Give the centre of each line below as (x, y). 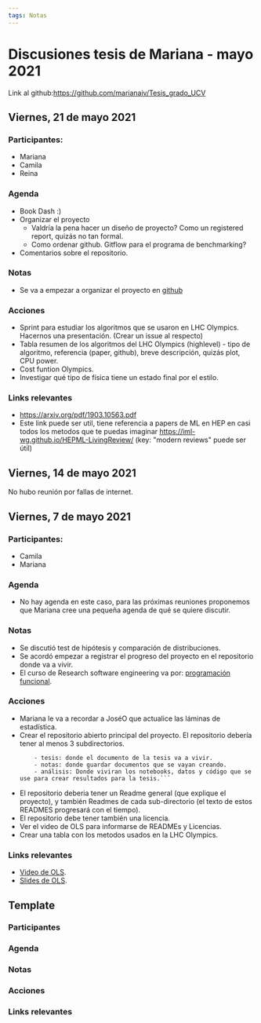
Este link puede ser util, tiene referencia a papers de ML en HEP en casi (135, 423)
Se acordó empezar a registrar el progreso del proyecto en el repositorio (136, 656)
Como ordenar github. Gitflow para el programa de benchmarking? (139, 244)
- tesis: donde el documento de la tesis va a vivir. (123, 758)
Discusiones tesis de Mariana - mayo (131, 54)
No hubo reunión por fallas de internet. (71, 492)
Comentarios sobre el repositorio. (74, 253)
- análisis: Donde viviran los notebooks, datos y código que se (143, 771)
